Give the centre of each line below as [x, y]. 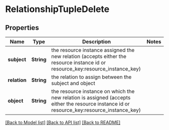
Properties [22, 28]
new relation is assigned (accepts [91, 97]
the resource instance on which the [93, 91]
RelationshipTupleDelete [57, 9]
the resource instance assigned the [93, 50]
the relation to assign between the [91, 77]
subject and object [73, 83]
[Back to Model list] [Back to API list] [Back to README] [63, 122]
